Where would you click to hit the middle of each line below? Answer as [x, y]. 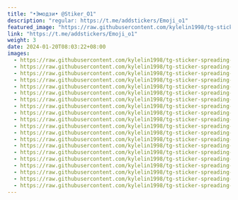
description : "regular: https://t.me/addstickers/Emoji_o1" [98, 21]
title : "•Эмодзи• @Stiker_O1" [52, 14]
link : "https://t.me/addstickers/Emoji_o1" [73, 34]
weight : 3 [22, 40]
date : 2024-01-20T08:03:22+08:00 [57, 47]
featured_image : [31, 27]
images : [19, 54]
